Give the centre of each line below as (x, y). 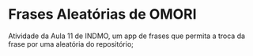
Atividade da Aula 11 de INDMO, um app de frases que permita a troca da (127, 36)
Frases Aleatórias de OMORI (102, 14)
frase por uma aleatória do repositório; (71, 44)
